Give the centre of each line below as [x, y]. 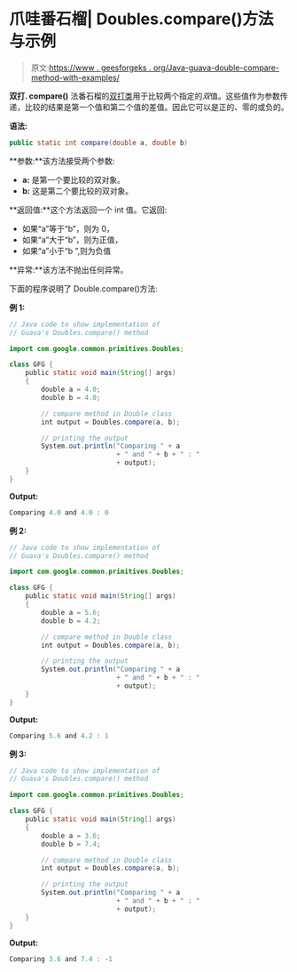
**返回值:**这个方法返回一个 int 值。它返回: [88, 210]
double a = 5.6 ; [71, 612]
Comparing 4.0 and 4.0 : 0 [59, 513]
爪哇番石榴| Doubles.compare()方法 [141, 19]
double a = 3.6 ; [71, 836]
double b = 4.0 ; [71, 397]
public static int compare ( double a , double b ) [99, 143]
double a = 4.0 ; [71, 390]
